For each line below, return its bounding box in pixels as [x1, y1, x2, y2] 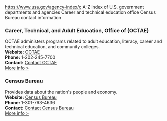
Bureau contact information [5, 15, 61, 20]
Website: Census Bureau [5, 94, 57, 100]
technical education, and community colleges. [5, 44, 100, 50]
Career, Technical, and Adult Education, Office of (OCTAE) [5, 27, 149, 34]
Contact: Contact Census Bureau [5, 105, 74, 111]
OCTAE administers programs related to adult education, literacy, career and [5, 38, 162, 44]
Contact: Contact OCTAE [5, 60, 57, 66]
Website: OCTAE [5, 49, 40, 55]
